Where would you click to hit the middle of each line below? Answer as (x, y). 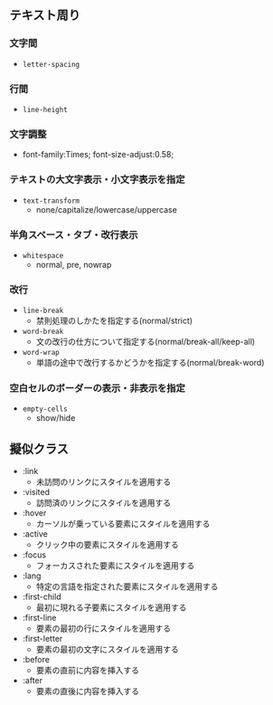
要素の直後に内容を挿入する (88, 691)
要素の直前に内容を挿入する (88, 671)
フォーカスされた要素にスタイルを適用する (115, 566)
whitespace (43, 255)
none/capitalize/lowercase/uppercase (107, 209)
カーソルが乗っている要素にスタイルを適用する (123, 524)
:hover (34, 513)
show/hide (56, 418)
